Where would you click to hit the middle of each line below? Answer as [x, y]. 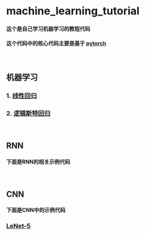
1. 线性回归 [22, 96]
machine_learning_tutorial [73, 11]
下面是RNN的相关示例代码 [38, 161]
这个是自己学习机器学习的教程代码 [48, 29]
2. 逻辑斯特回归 [28, 114]
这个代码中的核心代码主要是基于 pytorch [56, 44]
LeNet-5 [19, 226]
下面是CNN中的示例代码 [36, 210]
